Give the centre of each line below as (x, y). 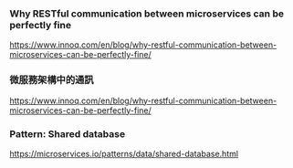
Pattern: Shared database (68, 133)
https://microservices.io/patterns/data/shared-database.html (124, 153)
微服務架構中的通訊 (52, 80)
